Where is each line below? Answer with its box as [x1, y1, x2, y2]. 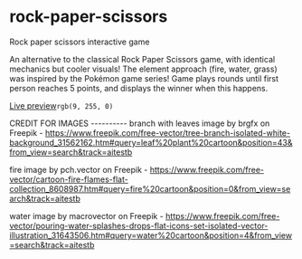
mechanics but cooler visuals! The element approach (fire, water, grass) [9, 63, 278, 74]
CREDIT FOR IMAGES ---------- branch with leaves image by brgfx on [9, 118, 270, 129]
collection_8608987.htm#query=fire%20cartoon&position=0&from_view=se [9, 183, 291, 194]
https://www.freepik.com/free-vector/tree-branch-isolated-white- [44, 127, 291, 138]
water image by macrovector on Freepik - [9, 210, 165, 221]
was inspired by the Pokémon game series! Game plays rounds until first [9, 72, 278, 83]
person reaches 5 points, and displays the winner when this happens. [9, 82, 269, 93]
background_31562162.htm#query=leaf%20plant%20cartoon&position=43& [9, 137, 293, 148]
